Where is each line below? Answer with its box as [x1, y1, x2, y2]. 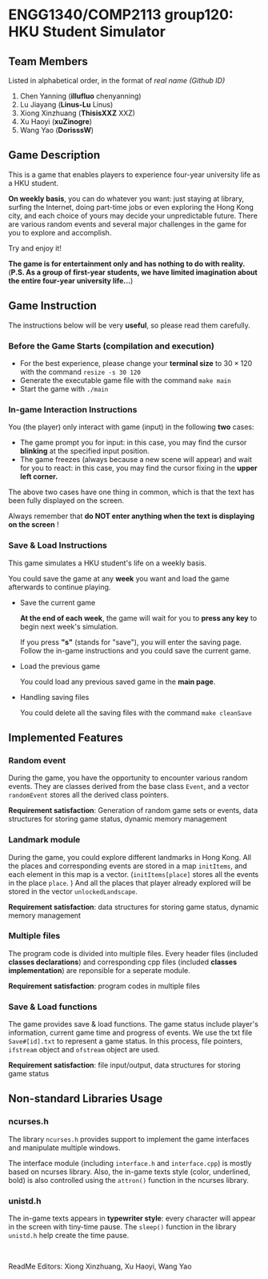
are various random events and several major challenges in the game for [8, 219, 247, 229]
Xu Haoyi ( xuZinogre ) [19, 117, 93, 126]
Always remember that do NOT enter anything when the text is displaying [8, 511, 255, 521]
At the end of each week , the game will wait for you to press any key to [19, 613, 258, 622]
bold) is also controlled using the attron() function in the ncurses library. [8, 1175, 250, 1184]
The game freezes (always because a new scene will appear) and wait [19, 455, 252, 465]
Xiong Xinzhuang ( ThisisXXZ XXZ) [19, 108, 136, 118]
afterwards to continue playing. [8, 582, 111, 592]
